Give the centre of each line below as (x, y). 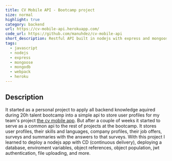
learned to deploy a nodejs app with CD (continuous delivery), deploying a (84, 142)
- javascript (24, 48)
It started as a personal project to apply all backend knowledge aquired (80, 109)
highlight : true (23, 19)
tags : (11, 43)
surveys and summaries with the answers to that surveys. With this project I (85, 136)
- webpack (20, 72)
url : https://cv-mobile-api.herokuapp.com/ (52, 29)
